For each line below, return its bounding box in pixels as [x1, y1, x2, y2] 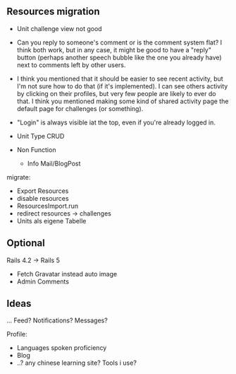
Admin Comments [16, 277, 70, 286]
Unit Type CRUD [16, 132, 65, 140]
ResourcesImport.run [16, 201, 79, 210]
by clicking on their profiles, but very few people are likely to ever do [16, 89, 216, 98]
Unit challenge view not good [16, 24, 103, 33]
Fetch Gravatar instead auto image [16, 269, 118, 278]
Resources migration [6, 6, 100, 18]
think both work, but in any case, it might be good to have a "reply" [16, 45, 212, 54]
